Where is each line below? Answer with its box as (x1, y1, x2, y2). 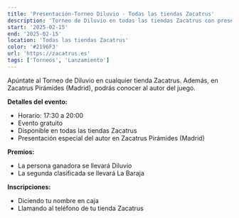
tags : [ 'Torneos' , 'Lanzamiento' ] (7, 57, 110, 64)
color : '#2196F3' (7, 43, 59, 50)
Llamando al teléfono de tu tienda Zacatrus (17, 204, 144, 212)
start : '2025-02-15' (7, 23, 69, 31)
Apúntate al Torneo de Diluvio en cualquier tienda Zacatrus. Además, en (7, 76, 218, 85)
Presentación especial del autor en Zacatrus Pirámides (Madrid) (17, 133, 205, 142)
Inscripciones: (7, 182, 51, 191)
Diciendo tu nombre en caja (17, 196, 100, 205)
